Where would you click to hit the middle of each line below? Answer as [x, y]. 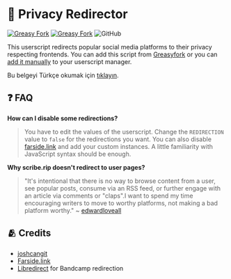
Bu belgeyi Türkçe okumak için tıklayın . [63, 75]
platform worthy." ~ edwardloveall [73, 210]
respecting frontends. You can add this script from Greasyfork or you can [112, 54]
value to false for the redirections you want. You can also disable [118, 139]
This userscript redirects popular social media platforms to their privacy [110, 47]
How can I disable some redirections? [63, 118]
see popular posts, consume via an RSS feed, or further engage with [122, 188]
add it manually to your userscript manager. [70, 61]
